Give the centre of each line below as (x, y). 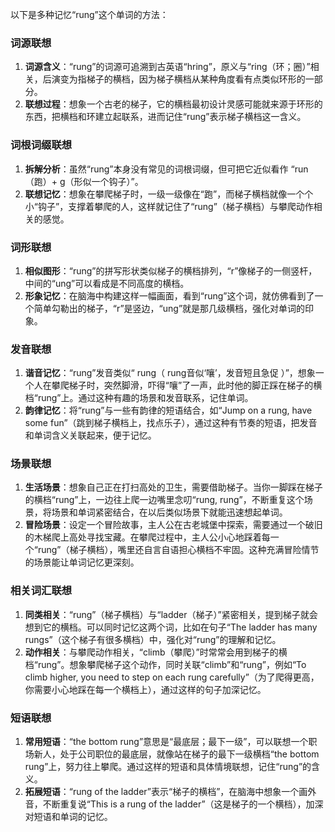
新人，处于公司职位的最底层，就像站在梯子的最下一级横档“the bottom (176, 754)
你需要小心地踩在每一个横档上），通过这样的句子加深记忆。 (145, 689)
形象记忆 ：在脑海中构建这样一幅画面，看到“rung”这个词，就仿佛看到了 (169, 295)
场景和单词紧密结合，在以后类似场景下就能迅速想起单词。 (169, 512)
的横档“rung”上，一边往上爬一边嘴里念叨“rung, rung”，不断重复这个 (164, 500)
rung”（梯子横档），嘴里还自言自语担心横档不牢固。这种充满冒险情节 (178, 550)
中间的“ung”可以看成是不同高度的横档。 (107, 283)
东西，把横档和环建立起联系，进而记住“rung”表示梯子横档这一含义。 (165, 117)
